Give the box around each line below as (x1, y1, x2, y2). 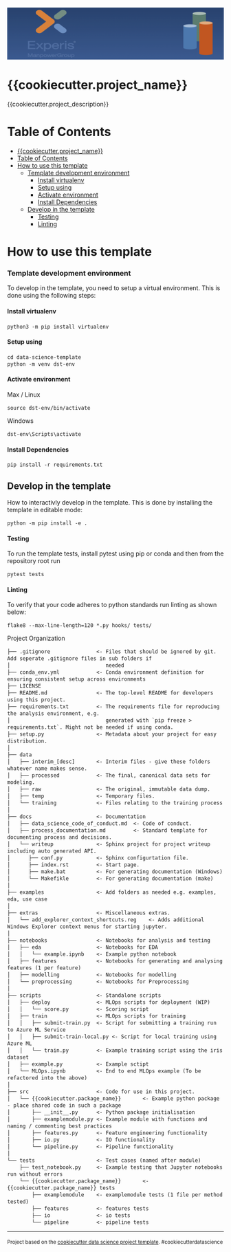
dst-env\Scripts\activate (7, 431, 81, 438)
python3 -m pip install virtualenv (7, 323, 109, 330)
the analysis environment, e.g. (7, 710, 100, 717)
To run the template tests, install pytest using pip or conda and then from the (7, 549, 224, 558)
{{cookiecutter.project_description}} (7, 100, 109, 109)
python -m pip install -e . (7, 520, 88, 527)
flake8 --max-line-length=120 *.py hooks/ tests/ (7, 622, 153, 629)
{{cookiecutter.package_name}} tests (7, 1185, 115, 1191)
